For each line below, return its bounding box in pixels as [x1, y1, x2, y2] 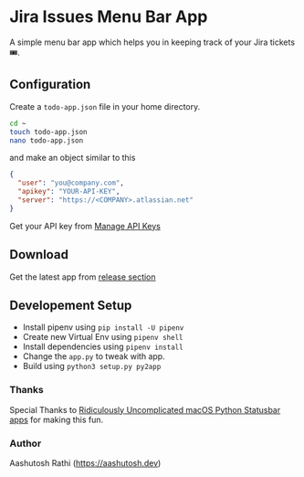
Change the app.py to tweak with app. [22, 351, 166, 362]
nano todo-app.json [9, 135, 84, 145]
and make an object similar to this [9, 153, 136, 164]
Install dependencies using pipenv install [22, 341, 184, 353]
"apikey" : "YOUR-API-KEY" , [17, 187, 121, 196]
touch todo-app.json [9, 127, 89, 136]
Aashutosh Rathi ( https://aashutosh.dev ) [9, 457, 162, 468]
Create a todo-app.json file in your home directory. [9, 101, 201, 111]
